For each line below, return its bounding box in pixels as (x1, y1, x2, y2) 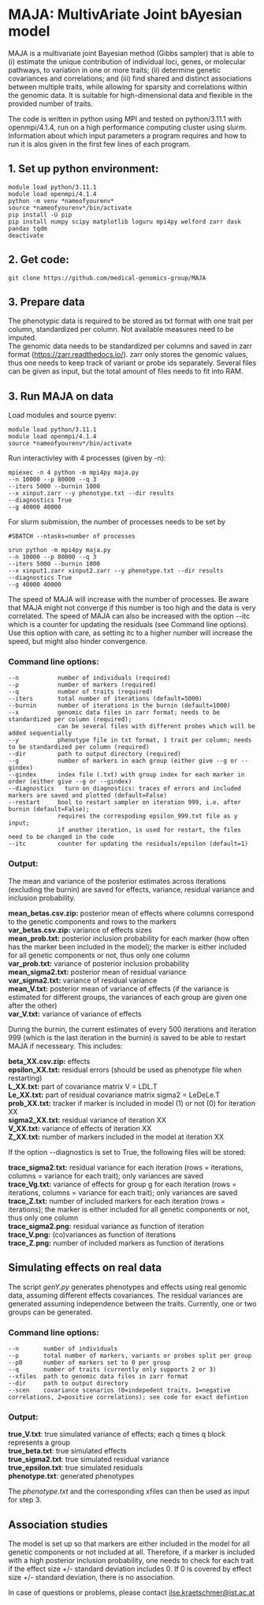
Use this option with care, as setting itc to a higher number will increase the (8, 628, 253, 637)
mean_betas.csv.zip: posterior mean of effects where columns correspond (8, 908, 255, 918)
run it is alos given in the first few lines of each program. (8, 139, 191, 148)
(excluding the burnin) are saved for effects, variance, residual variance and (8, 885, 255, 894)
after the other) (8, 1001, 58, 1010)
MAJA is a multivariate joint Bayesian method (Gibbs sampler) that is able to (8, 48, 255, 58)
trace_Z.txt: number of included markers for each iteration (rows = (8, 1196, 226, 1205)
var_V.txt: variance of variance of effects (8, 1009, 142, 1018)
